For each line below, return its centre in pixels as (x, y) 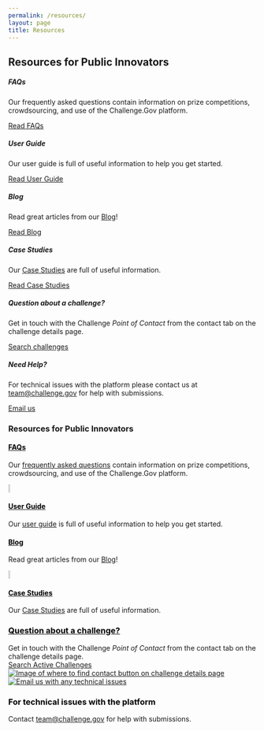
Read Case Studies (39, 285)
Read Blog (25, 232)
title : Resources (37, 30)
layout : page (30, 23)
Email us (22, 408)
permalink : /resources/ (47, 15)
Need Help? (28, 365)
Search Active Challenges (50, 664)
